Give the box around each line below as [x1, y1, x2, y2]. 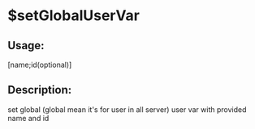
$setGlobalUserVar [7, 6, 140, 25]
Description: [7, 83, 72, 97]
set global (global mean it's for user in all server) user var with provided [7, 104, 247, 114]
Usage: [7, 39, 45, 52]
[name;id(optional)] [7, 60, 72, 69]
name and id [7, 113, 50, 123]
